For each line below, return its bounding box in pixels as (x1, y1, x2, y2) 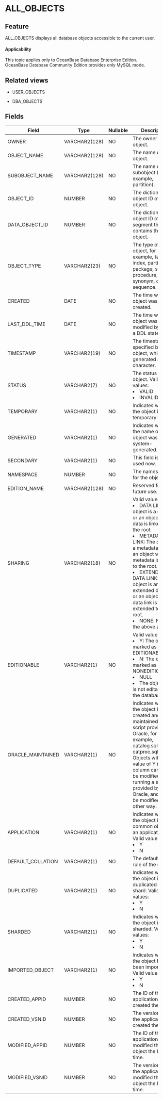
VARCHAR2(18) (64, 559, 101, 566)
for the (132, 474, 148, 481)
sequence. (132, 283, 157, 290)
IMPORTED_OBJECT (7, 967, 54, 973)
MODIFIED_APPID (7, 1042, 48, 1049)
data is (132, 520, 148, 527)
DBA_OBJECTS (12, 98, 43, 104)
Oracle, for (132, 730, 157, 737)
